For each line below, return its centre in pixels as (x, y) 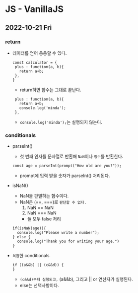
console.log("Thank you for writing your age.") (68, 242)
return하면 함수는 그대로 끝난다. (50, 90)
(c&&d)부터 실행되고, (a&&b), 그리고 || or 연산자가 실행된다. (76, 279)
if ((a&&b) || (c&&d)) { (38, 265)
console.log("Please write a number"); (58, 233)
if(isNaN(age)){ (29, 228)
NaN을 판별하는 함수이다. (44, 196)
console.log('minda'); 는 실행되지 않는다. (61, 122)
